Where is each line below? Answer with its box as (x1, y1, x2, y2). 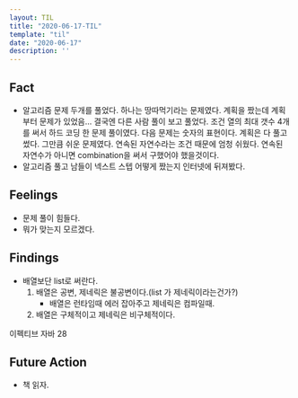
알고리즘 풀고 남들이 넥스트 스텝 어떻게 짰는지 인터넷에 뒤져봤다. (22, 161, 245, 172)
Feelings (9, 188, 58, 203)
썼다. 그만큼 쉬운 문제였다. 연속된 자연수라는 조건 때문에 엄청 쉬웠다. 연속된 (22, 138, 284, 149)
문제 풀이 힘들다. (22, 212, 81, 223)
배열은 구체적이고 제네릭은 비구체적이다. (35, 309, 176, 320)
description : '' (9, 47, 70, 56)
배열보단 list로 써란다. (22, 275, 99, 286)
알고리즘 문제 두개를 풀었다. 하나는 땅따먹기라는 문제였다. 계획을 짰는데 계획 (22, 104, 286, 115)
